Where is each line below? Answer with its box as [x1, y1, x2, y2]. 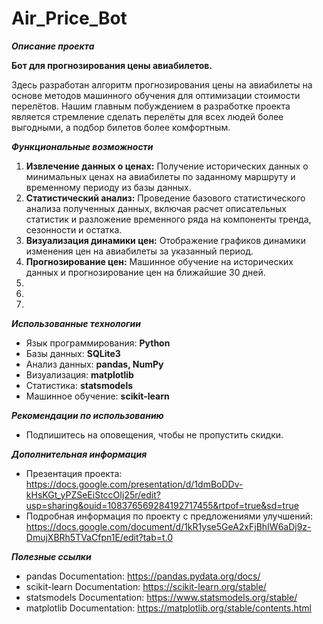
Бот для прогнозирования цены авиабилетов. [11, 59, 213, 71]
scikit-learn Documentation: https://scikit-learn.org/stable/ [25, 580, 267, 592]
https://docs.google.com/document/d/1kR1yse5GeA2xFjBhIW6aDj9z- [25, 520, 312, 532]
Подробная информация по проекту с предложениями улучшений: [25, 510, 314, 522]
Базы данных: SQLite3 [25, 347, 121, 359]
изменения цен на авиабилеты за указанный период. [25, 245, 254, 257]
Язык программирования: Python [25, 337, 171, 349]
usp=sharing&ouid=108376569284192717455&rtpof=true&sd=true [25, 499, 299, 511]
